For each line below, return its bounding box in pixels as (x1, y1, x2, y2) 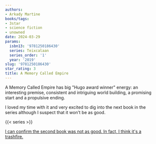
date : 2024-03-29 (5, 35, 40, 40)
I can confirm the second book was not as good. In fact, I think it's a (5, 128, 141, 134)
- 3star (5, 21, 21, 26)
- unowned (5, 30, 25, 35)
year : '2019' (9, 57, 36, 62)
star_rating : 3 (5, 67, 36, 72)
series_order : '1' (9, 52, 47, 58)
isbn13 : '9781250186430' (9, 44, 60, 48)
